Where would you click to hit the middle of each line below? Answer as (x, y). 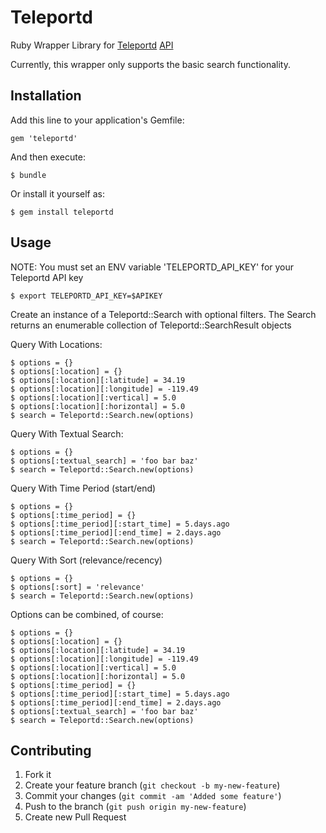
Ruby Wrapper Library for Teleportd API (92, 45)
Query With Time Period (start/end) (83, 488)
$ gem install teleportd (62, 212)
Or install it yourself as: (57, 193)
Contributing (51, 750)
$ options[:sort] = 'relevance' (77, 587)
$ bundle (28, 175)
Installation (46, 96)
